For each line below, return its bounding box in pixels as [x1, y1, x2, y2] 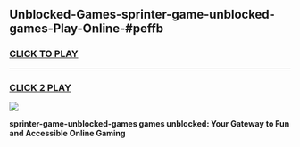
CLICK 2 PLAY [9, 81, 71, 94]
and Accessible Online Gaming [9, 127, 126, 138]
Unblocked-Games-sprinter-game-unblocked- [9, 7, 275, 22]
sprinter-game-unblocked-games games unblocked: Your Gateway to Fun [9, 118, 290, 128]
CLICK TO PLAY [9, 48, 79, 61]
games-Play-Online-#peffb [9, 21, 163, 37]
